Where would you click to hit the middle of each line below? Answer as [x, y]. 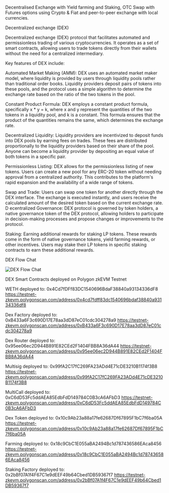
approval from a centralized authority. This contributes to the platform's [79, 177]
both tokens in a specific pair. [36, 156]
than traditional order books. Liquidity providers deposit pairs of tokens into [83, 84]
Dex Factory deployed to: [31, 315]
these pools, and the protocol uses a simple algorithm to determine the [78, 89]
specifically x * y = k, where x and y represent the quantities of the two [79, 109]
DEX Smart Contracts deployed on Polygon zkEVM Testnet [66, 279]
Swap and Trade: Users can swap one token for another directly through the [84, 192]
